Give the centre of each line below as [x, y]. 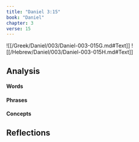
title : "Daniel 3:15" [34, 12]
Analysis [23, 71]
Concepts [19, 114]
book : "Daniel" [25, 17]
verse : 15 [19, 29]
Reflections [28, 133]
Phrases [17, 100]
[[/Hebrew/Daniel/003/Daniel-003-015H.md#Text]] [70, 52]
